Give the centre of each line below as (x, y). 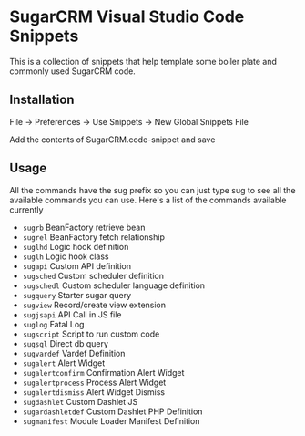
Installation (42, 100)
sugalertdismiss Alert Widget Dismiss (94, 392)
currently (26, 209)
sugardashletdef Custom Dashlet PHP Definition (112, 411)
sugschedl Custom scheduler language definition (114, 285)
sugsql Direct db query (66, 343)
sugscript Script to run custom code (91, 334)
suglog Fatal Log (53, 324)
